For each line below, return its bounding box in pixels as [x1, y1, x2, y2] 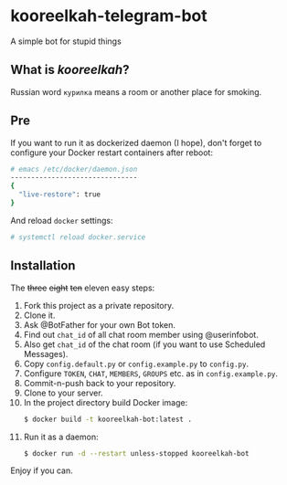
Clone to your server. [23, 387, 103, 398]
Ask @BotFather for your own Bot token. [23, 319, 176, 330]
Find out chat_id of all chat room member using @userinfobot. [23, 329, 259, 340]
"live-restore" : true [18, 190, 101, 199]
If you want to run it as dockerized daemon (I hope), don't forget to [10, 137, 262, 148]
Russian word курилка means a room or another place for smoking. [10, 86, 262, 97]
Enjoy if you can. [10, 465, 74, 476]
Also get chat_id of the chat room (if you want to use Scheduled [23, 339, 266, 350]
